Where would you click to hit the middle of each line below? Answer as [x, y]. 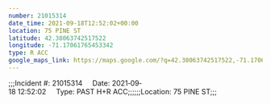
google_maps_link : [39, 61]
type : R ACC [28, 53]
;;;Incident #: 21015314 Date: [59, 83]
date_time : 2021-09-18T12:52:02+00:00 [73, 23]
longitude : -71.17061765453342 [61, 46]
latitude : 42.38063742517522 [57, 38]
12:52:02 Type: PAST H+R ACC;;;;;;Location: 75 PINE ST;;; [117, 91]
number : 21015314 [38, 16]
